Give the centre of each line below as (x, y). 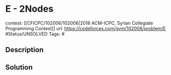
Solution (19, 67)
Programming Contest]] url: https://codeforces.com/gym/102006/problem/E (85, 28)
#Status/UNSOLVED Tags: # (35, 34)
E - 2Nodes (30, 9)
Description (24, 50)
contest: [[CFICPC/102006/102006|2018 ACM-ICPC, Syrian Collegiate (79, 23)
